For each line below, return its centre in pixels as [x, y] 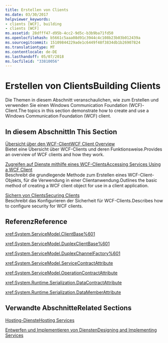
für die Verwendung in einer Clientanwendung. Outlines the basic [90, 180]
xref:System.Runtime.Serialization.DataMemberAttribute [63, 292]
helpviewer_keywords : [28, 19]
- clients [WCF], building [33, 24]
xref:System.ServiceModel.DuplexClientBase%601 [57, 244]
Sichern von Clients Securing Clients [43, 195]
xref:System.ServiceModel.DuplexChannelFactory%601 [63, 253]
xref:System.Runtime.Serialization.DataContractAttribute [64, 282]
